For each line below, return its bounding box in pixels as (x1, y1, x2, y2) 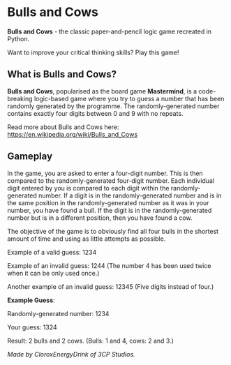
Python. (7, 34, 30, 43)
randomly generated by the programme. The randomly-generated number (7, 102, 220, 110)
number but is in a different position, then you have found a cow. (7, 214, 193, 222)
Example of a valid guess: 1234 (7, 248, 97, 256)
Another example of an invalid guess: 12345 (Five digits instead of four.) (7, 282, 214, 290)
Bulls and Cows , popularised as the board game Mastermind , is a (7, 87, 198, 95)
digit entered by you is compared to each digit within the (7, 184, 170, 192)
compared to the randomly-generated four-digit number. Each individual (7, 176, 215, 185)
